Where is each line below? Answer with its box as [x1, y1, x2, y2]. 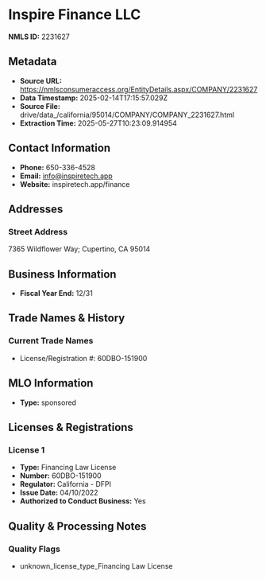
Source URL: [19, 76, 62, 85]
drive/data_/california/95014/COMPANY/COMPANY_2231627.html [19, 110, 235, 119]
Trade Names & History [8, 312, 125, 325]
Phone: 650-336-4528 [19, 162, 95, 172]
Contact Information [8, 142, 111, 155]
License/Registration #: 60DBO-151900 [19, 353, 148, 363]
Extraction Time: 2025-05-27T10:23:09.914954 [19, 118, 177, 128]
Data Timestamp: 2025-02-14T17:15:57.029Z [19, 93, 168, 103]
